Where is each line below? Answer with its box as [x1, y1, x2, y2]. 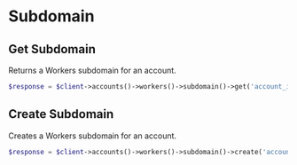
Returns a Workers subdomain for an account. [8, 65, 176, 75]
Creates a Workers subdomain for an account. [8, 130, 177, 141]
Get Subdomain [8, 42, 97, 57]
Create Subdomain [8, 106, 114, 122]
